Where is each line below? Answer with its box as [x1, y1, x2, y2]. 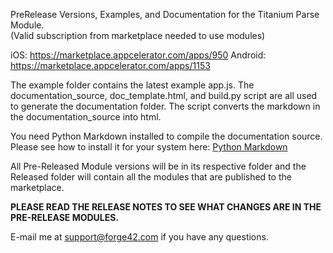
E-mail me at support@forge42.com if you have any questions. [10, 231, 269, 243]
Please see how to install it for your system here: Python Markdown [10, 141, 288, 153]
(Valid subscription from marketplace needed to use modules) [10, 30, 266, 41]
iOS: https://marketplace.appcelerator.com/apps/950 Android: [10, 49, 267, 61]
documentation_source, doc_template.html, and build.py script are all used [10, 90, 318, 101]
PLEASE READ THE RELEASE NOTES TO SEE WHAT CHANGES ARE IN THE [10, 201, 322, 213]
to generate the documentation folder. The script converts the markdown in [10, 100, 321, 112]
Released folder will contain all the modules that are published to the [10, 171, 292, 183]
